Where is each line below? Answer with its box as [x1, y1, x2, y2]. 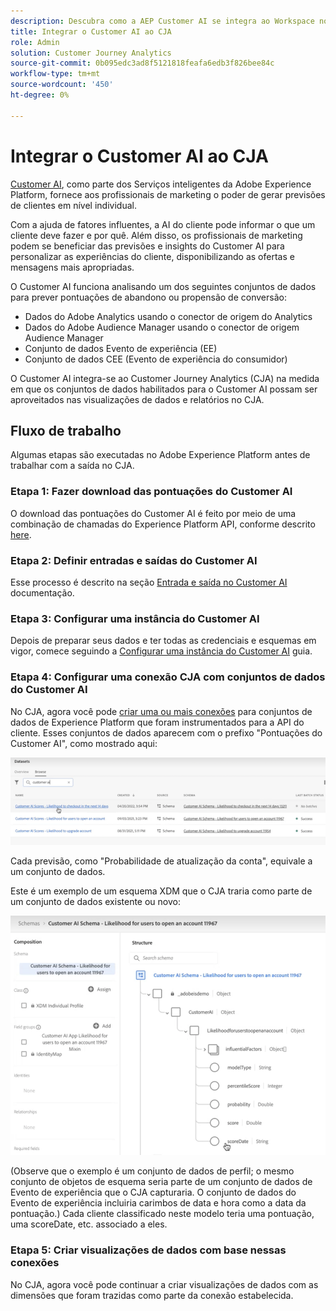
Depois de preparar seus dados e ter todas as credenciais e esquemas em [10, 635, 317, 647]
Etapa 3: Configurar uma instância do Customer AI [10, 611, 260, 625]
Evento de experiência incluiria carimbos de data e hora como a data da [10, 1197, 307, 1209]
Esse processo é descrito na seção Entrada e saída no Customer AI [10, 576, 288, 588]
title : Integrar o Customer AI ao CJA [10, 26, 172, 37]
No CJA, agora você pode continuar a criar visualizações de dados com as [10, 1278, 319, 1290]
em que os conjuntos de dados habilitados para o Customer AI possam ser [10, 383, 318, 395]
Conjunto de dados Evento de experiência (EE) [24, 342, 218, 354]
